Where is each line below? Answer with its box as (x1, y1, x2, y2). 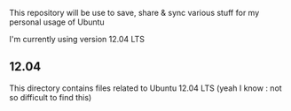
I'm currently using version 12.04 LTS (9, 34, 145, 44)
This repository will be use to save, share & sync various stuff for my (9, 8, 260, 18)
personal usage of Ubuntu (9, 17, 105, 27)
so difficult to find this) (9, 92, 92, 102)
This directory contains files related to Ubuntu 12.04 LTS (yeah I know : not (9, 83, 282, 93)
